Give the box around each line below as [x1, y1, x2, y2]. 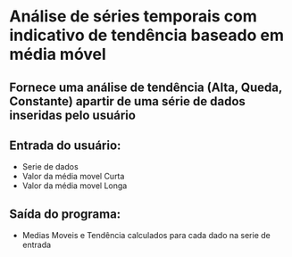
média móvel [9, 45, 107, 64]
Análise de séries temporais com [9, 6, 257, 27]
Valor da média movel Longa [21, 180, 128, 191]
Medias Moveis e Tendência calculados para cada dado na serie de [21, 230, 271, 241]
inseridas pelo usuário [9, 107, 137, 122]
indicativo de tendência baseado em [9, 25, 284, 46]
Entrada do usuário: [9, 137, 121, 153]
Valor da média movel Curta [21, 171, 125, 182]
